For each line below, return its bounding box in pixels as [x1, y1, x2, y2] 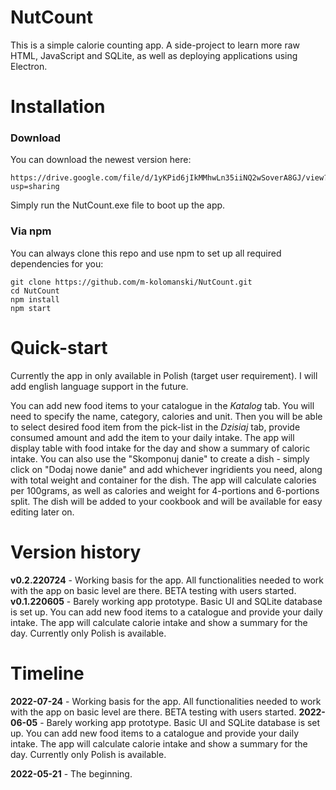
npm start [10, 303, 52, 313]
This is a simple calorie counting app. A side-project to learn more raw [10, 39, 301, 51]
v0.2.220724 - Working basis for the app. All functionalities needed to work [10, 574, 324, 586]
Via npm [10, 224, 52, 238]
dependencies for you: [10, 257, 104, 270]
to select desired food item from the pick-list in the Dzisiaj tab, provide [10, 421, 301, 433]
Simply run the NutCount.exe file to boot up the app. [10, 199, 226, 211]
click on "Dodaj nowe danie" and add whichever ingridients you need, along [10, 463, 323, 475]
